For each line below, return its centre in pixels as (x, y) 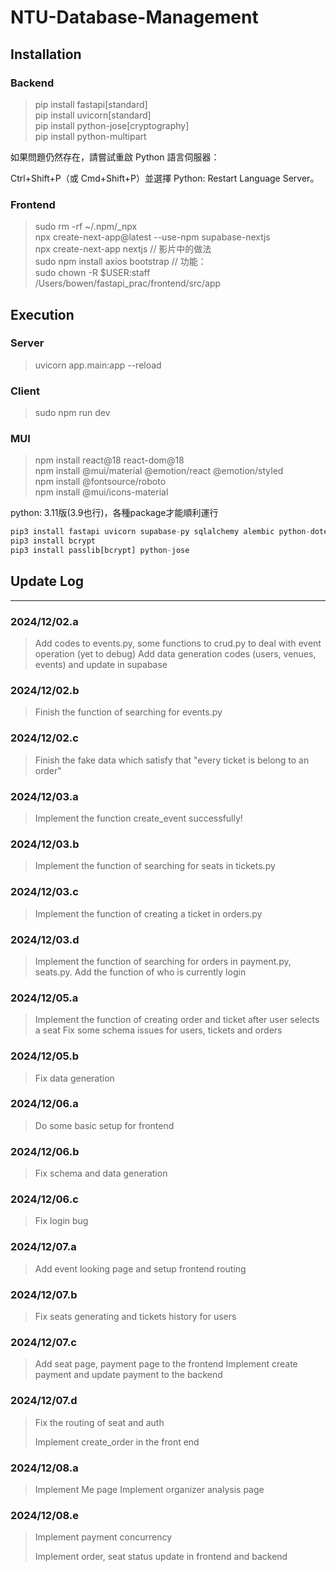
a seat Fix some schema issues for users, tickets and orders (158, 1030)
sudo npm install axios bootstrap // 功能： (120, 262)
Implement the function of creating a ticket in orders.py (148, 913)
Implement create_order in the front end (117, 1442)
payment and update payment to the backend (128, 1375)
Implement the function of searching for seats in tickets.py (155, 866)
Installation (46, 54)
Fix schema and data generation (101, 1173)
